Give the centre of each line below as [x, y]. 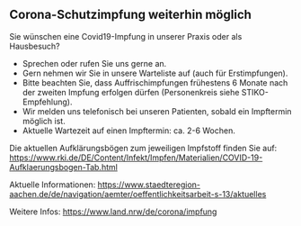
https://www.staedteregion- [149, 185]
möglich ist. [44, 121]
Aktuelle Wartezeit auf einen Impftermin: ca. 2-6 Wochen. [129, 131]
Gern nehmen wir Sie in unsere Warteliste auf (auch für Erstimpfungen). [155, 73]
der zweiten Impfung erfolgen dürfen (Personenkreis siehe [131, 92]
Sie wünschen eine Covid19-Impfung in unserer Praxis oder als [126, 36]
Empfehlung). [47, 102]
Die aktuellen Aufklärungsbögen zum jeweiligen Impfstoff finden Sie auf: [143, 148]
